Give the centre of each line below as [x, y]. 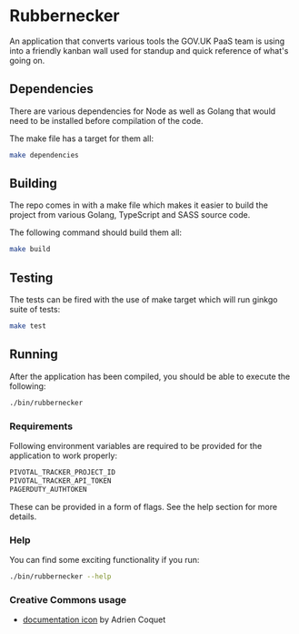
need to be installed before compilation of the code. [106, 120]
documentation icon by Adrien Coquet [94, 619]
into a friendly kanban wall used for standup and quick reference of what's [149, 50]
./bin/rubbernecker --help [60, 576]
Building [33, 184]
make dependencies [44, 155]
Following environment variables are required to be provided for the [136, 445]
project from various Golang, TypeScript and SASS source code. [130, 215]
